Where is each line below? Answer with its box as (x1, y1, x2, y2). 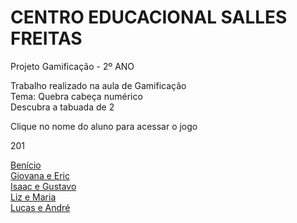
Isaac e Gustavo (10, 180, 77, 192)
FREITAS (10, 27, 83, 50)
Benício (10, 159, 42, 171)
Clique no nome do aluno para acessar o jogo (10, 120, 198, 132)
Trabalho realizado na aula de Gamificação (10, 79, 187, 91)
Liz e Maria (10, 191, 57, 203)
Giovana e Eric (10, 169, 70, 181)
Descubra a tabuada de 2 (10, 101, 115, 113)
